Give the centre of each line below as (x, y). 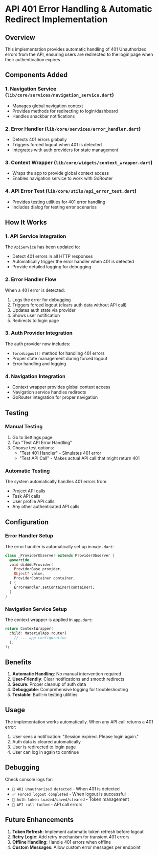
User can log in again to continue (45, 752)
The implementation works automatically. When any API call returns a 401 (79, 722)
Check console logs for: (29, 779)
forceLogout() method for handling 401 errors (58, 353)
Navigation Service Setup (36, 609)
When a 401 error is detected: (35, 290)
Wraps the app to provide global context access (60, 173)
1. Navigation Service (31, 89)
